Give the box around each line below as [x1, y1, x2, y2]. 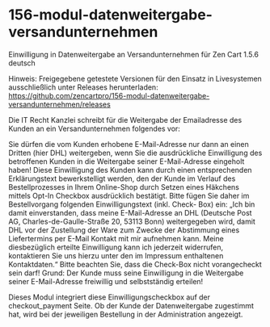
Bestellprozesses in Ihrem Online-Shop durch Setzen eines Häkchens [8, 182, 240, 191]
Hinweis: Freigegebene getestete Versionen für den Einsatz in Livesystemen [8, 73, 263, 83]
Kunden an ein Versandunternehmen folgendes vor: [8, 124, 180, 133]
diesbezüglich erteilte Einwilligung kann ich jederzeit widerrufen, [8, 242, 224, 252]
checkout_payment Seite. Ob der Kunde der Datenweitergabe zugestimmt [8, 300, 255, 310]
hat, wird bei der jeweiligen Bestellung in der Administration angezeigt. [8, 309, 243, 319]
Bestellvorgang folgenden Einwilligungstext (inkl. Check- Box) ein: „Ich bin [8, 199, 255, 209]
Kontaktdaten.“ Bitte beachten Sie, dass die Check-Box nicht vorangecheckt [8, 259, 263, 269]
